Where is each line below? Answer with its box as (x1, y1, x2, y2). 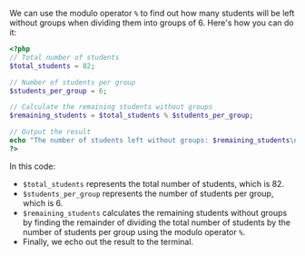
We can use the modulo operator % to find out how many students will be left (9, 8, 295, 18)
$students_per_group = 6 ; (9, 86, 107, 95)
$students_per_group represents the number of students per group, (22, 188, 274, 199)
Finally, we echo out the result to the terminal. (22, 236, 193, 247)
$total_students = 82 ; (9, 61, 95, 71)
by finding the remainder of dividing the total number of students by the (22, 217, 290, 228)
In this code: (9, 161, 56, 172)
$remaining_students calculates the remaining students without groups (22, 207, 288, 218)
